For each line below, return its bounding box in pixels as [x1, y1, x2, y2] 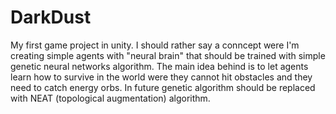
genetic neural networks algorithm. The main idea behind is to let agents [10, 60, 309, 72]
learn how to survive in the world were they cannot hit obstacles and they [10, 71, 313, 83]
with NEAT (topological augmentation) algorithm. [10, 92, 211, 104]
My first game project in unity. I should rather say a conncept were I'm [10, 39, 300, 51]
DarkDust [10, 6, 92, 29]
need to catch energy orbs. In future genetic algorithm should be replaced [10, 81, 316, 93]
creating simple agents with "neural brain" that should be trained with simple [10, 49, 326, 61]
